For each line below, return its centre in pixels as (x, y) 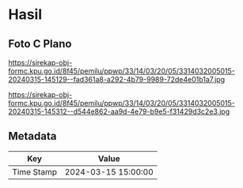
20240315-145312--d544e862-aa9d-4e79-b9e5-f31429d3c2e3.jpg (119, 111)
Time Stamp (35, 171)
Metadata (32, 136)
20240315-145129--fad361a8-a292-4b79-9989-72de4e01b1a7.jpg (117, 79)
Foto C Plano (40, 44)
